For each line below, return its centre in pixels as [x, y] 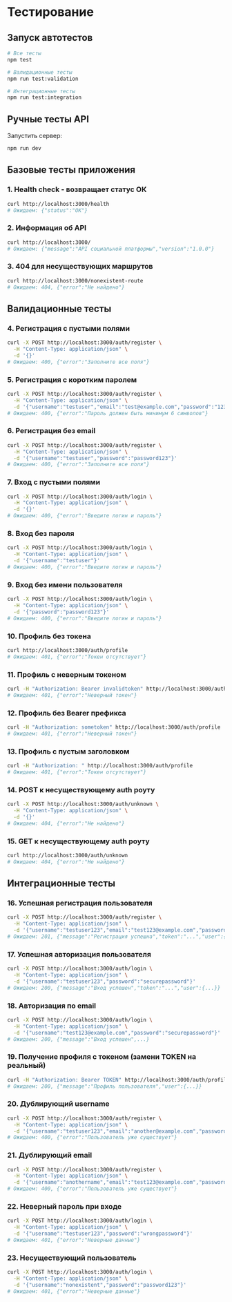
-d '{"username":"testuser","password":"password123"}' [95, 458]
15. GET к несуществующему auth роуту [78, 841]
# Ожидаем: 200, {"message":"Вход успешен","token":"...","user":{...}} [114, 988]
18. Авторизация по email [52, 1006]
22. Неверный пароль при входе [65, 1207]
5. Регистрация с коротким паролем [72, 379]
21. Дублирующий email [50, 1156]
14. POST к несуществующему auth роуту [81, 789]
